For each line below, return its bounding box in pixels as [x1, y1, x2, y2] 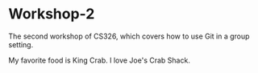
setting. [8, 39, 34, 49]
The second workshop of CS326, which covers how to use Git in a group [8, 31, 250, 41]
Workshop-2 [8, 5, 95, 23]
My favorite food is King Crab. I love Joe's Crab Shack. [8, 55, 191, 65]
